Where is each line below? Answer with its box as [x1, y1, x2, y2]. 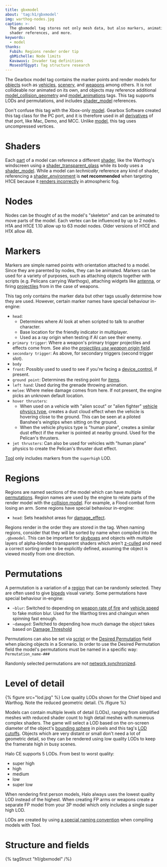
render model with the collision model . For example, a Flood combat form [5, 499, 155, 506]
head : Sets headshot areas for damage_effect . [12, 514, 106, 521]
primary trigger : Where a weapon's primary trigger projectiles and [12, 339, 151, 345]
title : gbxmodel [5, 7, 39, 12]
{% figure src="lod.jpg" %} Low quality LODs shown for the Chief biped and [5, 694, 161, 700]
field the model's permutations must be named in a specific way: [5, 646, 138, 652]
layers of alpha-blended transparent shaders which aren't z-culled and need [5, 540, 162, 546]
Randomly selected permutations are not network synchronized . [5, 660, 137, 666]
